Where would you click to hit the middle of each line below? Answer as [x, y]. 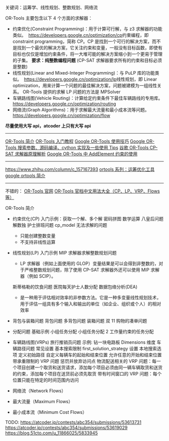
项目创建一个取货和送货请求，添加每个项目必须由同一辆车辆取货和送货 [90, 367]
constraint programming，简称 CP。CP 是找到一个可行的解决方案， [82, 41]
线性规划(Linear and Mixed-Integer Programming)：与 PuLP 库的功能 [83, 73]
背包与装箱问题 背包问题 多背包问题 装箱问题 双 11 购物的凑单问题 [80, 321]
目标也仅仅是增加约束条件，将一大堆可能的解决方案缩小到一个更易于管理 [87, 54]
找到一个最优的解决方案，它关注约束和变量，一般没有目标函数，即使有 [90, 48]
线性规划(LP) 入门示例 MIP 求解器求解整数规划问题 [65, 253]
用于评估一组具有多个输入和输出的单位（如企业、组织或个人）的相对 [91, 304]
